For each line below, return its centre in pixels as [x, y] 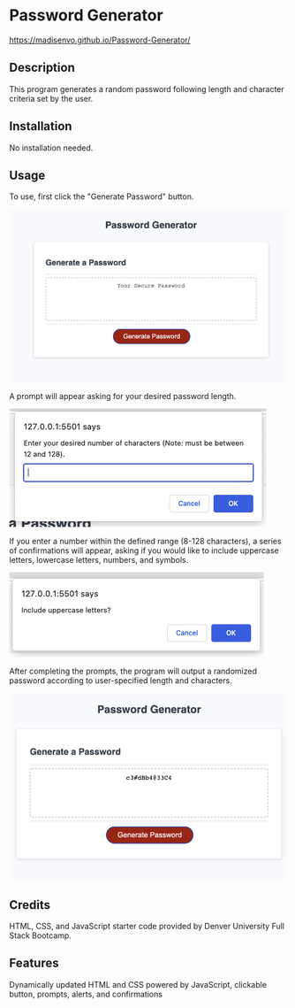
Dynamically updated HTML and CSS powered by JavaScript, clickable [138, 984]
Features [34, 963]
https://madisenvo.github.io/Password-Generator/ [100, 40]
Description [42, 68]
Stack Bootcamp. [41, 935]
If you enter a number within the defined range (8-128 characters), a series [145, 541]
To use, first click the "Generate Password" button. [102, 196]
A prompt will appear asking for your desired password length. [123, 396]
